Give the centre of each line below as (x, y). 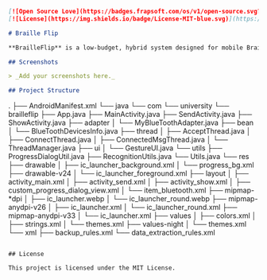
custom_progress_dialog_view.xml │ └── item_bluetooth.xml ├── (116, 190)
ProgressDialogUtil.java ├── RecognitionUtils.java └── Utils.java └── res (129, 157)
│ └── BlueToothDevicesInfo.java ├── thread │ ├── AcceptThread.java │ (130, 131)
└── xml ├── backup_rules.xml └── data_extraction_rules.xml (112, 233)
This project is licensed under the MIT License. (92, 268)
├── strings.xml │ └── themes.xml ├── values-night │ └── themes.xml (128, 224)
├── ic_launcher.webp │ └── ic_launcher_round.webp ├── (129, 199)
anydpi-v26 (27, 208)
